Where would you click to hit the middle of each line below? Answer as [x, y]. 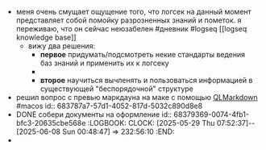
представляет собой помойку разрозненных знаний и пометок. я [129, 20]
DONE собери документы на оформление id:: [94, 115]
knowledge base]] [46, 37]
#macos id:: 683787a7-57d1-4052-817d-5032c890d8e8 [109, 106]
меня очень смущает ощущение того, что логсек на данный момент [133, 12]
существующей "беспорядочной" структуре [116, 89]
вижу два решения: [61, 46]
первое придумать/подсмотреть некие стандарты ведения [143, 54]
